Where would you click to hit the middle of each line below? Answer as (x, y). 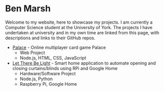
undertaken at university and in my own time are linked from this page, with (82, 32)
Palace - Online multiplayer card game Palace (59, 47)
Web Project (32, 53)
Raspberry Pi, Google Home (48, 84)
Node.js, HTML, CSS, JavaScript (53, 58)
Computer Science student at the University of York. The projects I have (79, 27)
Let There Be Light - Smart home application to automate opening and (84, 63)
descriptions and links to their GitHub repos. (50, 38)
